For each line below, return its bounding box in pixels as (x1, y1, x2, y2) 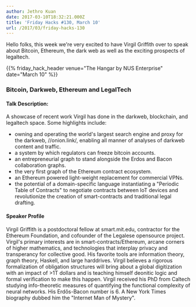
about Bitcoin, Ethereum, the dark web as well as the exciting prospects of (6, 47, 185, 54)
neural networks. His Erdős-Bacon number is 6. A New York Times (6, 288, 166, 295)
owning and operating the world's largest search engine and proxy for (14, 131, 183, 138)
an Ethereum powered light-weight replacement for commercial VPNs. (14, 174, 184, 182)
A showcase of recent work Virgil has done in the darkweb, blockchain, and (6, 113, 188, 120)
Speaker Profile (6, 212, 45, 220)
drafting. (14, 199, 36, 206)
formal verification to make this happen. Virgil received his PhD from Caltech (6, 275, 191, 282)
